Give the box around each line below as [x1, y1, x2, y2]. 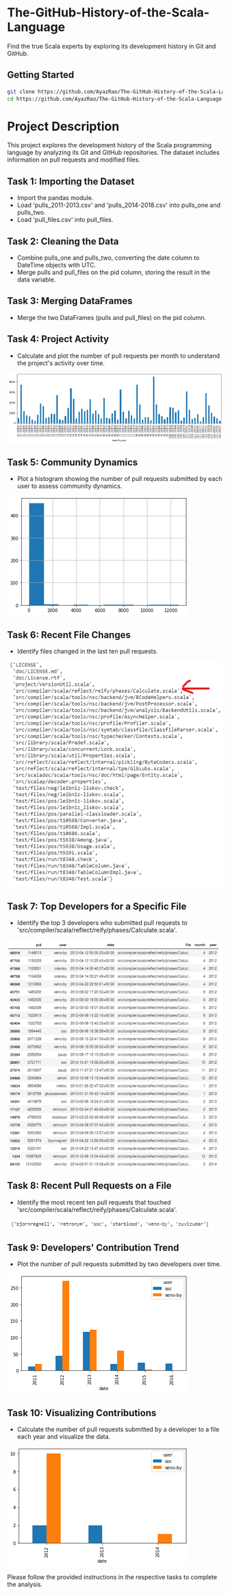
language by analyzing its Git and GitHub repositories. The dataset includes [7, 149, 220, 157]
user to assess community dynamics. [16, 482, 123, 491]
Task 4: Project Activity [7, 334, 110, 345]
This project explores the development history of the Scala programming [7, 141, 212, 149]
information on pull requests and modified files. [7, 156, 140, 164]
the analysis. [7, 1581, 43, 1589]
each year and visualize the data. [16, 1433, 111, 1441]
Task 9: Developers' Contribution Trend [7, 1241, 179, 1253]
